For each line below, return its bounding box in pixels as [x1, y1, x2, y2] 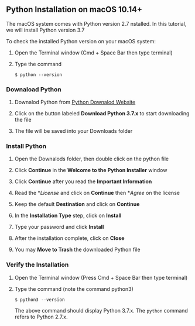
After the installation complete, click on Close [14, 235, 125, 242]
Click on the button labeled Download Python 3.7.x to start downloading [14, 110, 190, 117]
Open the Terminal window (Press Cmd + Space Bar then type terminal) [14, 274, 188, 281]
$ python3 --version [14, 297, 65, 303]
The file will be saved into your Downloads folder [14, 128, 133, 135]
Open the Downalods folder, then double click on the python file [14, 155, 169, 163]
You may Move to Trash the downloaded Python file [14, 246, 141, 253]
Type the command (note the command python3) [14, 285, 134, 292]
